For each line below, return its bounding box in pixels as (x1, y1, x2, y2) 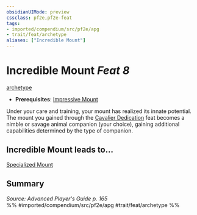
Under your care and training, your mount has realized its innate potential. (6, 107, 192, 115)
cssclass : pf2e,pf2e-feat (6, 15, 72, 21)
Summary (6, 178, 45, 189)
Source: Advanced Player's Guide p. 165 (6, 195, 108, 202)
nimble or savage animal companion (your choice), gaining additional (6, 120, 180, 128)
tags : (6, 20, 20, 26)
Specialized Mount (6, 161, 54, 168)
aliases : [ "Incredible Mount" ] (6, 37, 86, 43)
